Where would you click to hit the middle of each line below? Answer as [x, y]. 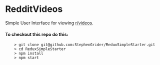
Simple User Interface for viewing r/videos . [49, 23]
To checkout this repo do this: [37, 34]
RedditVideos [34, 9]
